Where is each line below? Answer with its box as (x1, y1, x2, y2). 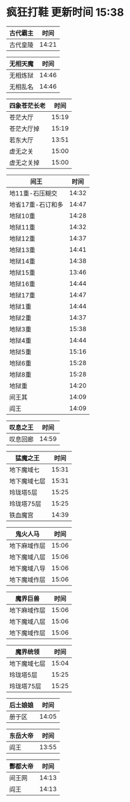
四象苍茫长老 (9, 101, 46, 109)
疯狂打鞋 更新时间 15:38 (6, 5, 125, 19)
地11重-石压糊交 (9, 189, 58, 197)
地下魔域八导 (9, 564, 46, 572)
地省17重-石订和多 (9, 200, 64, 209)
